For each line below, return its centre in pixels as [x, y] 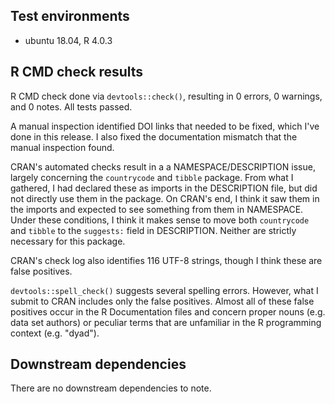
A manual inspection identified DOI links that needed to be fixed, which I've [165, 126]
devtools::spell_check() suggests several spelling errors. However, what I [164, 290]
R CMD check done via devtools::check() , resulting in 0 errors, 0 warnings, [166, 96]
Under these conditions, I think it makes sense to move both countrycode [160, 220]
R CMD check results [77, 72]
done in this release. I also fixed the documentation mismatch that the [154, 136]
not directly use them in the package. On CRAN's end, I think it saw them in [165, 198]
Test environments [70, 16]
